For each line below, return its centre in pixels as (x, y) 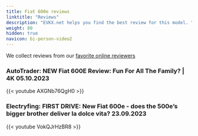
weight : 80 (19, 28)
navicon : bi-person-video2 (39, 39)
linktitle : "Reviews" (33, 17)
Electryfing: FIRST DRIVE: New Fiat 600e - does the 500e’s (92, 107)
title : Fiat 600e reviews (38, 11)
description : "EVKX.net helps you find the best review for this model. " (100, 22)
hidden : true (22, 34)
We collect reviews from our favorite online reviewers (71, 56)
